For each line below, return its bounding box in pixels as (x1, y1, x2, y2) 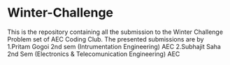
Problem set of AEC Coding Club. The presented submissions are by (7, 35, 204, 43)
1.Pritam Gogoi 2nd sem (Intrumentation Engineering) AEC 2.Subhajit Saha (7, 42, 222, 50)
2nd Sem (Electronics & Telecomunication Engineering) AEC (7, 50, 180, 58)
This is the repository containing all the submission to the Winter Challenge (7, 28, 224, 36)
